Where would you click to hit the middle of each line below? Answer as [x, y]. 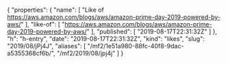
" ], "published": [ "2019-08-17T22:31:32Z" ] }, [152, 31]
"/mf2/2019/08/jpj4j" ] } [90, 53]
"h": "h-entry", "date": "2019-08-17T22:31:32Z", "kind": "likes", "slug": [106, 39]
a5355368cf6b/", [31, 53]
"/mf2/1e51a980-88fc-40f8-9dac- [136, 46]
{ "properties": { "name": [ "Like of [55, 10]
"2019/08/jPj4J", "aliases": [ [47, 46]
